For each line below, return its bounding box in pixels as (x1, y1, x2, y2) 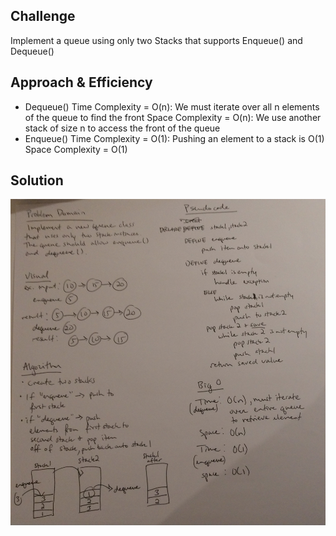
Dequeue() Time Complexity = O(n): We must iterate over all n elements (24, 100, 320, 113)
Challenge (10, 8, 76, 25)
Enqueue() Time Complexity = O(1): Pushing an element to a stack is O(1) (24, 132, 325, 144)
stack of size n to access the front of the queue (24, 122, 221, 134)
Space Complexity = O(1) (24, 143, 128, 155)
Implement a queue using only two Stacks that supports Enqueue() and (10, 34, 303, 46)
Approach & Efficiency (10, 74, 153, 91)
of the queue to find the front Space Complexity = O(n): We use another (24, 111, 322, 123)
